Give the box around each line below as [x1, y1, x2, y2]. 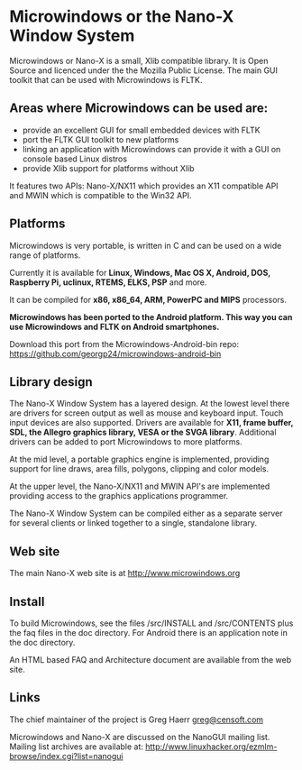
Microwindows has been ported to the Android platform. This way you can [9, 311, 293, 322]
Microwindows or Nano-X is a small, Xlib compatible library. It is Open [9, 55, 269, 66]
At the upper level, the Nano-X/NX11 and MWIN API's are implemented [9, 481, 270, 492]
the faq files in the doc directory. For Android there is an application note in [9, 628, 288, 637]
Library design [9, 374, 93, 390]
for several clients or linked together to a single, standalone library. [9, 518, 258, 528]
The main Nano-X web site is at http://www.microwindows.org [9, 568, 241, 579]
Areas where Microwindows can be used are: [9, 101, 269, 116]
